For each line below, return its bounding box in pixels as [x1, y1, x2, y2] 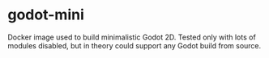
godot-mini [7, 6, 84, 24]
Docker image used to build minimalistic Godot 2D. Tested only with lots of [7, 32, 256, 42]
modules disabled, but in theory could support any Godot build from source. [7, 40, 262, 50]
